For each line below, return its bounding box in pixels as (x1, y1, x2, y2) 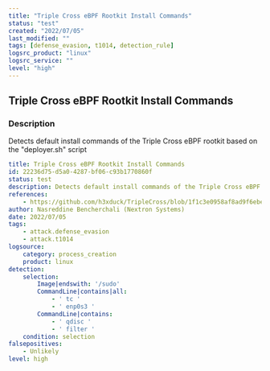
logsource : (8, 243, 45, 251)
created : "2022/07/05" (8, 27, 84, 35)
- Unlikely (22, 348, 59, 356)
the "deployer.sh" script (8, 145, 87, 155)
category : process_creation (22, 250, 117, 258)
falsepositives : (8, 340, 63, 348)
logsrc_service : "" (8, 57, 74, 65)
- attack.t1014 (22, 235, 74, 244)
